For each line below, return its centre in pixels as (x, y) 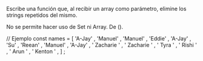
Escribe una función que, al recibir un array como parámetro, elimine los (96, 9)
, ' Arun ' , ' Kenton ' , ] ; (36, 51)
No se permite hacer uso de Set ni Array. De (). (65, 27)
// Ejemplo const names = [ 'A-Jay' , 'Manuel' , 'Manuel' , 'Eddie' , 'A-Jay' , (99, 38)
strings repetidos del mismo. (42, 15)
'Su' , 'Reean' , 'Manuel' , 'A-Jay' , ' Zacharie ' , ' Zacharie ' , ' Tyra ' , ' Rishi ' (101, 45)
